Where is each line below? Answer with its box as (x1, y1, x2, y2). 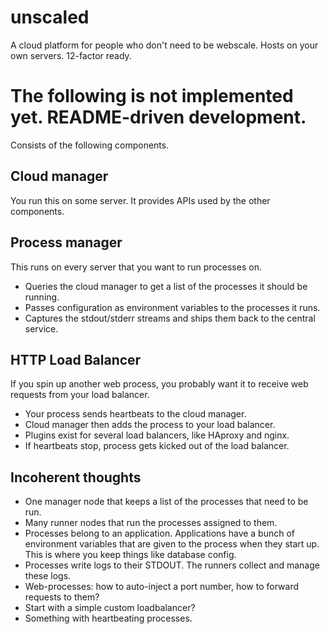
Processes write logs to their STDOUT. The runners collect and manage (24, 559, 320, 571)
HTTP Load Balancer (10, 351, 142, 368)
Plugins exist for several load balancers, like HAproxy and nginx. (24, 429, 290, 441)
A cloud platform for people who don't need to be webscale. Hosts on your (10, 39, 319, 51)
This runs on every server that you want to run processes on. (10, 261, 262, 273)
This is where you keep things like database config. (24, 549, 237, 561)
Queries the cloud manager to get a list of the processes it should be (24, 280, 308, 292)
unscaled (10, 6, 90, 29)
